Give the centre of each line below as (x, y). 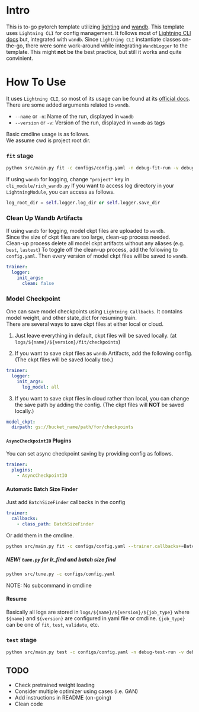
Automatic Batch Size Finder (42, 489)
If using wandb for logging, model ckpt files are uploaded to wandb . (86, 231)
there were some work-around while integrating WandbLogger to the (107, 46)
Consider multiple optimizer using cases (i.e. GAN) (76, 691)
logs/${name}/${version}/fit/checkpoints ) (68, 342)
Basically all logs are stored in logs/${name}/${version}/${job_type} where (98, 612)
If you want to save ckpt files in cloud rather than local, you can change (102, 398)
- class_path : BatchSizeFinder (55, 524)
